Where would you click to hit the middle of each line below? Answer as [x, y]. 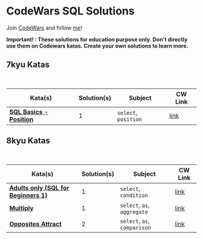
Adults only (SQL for [39, 188]
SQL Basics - [29, 111]
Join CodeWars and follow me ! [44, 28]
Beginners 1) [28, 195]
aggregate [134, 212]
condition [134, 195]
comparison [136, 228]
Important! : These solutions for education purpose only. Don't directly [97, 39]
